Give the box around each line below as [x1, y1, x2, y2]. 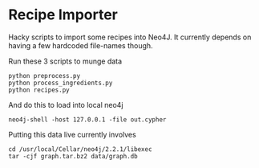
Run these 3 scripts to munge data [8, 56, 123, 66]
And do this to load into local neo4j [8, 100, 123, 109]
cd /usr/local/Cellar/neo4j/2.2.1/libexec [8, 145, 152, 154]
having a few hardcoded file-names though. [8, 40, 154, 50]
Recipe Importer [8, 6, 118, 24]
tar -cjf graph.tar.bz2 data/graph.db [8, 152, 138, 160]
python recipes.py [8, 86, 70, 94]
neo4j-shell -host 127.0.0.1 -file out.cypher [8, 115, 167, 124]
